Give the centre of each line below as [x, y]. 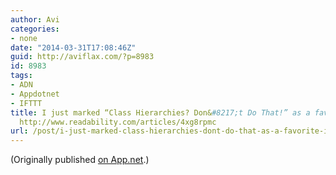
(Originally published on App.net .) [80, 160]
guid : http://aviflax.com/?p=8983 [82, 57]
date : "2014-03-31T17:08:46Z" [73, 47]
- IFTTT [26, 103]
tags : [21, 76]
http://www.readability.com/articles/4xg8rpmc [118, 122]
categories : [35, 29]
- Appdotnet [35, 94]
